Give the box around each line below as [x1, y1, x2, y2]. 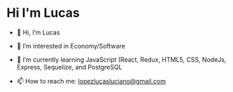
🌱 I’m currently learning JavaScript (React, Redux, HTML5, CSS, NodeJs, [16, 55, 227, 64]
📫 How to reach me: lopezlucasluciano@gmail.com [16, 77, 166, 85]
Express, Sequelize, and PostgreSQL [16, 63, 123, 71]
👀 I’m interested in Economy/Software [16, 41, 125, 50]
